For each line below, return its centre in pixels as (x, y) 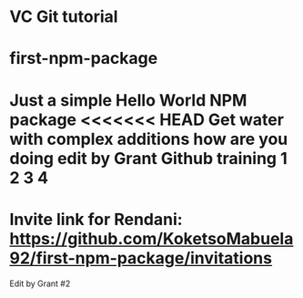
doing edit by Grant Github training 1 (149, 158)
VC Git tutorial (64, 17)
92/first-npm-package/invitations (141, 258)
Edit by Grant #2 (40, 283)
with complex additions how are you (149, 139)
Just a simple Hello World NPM (128, 100)
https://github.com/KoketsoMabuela (151, 238)
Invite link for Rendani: (96, 219)
